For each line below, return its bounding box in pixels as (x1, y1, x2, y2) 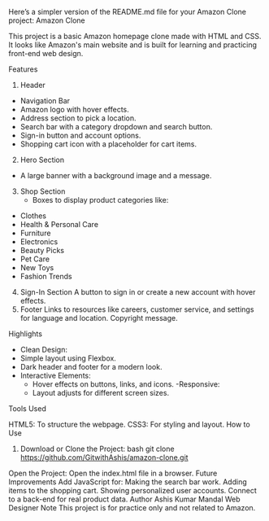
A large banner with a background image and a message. (20, 171, 212, 180)
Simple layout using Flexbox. (20, 353, 116, 363)
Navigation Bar (20, 96, 71, 105)
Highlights (8, 329, 43, 339)
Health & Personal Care (20, 220, 99, 229)
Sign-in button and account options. (20, 130, 141, 140)
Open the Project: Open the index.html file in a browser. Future (8, 468, 218, 478)
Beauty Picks (20, 246, 65, 255)
